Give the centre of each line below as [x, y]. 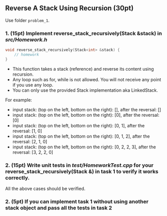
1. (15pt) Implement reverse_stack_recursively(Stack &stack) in [83, 33]
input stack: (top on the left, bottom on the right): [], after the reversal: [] [87, 109]
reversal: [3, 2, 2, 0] [33, 152]
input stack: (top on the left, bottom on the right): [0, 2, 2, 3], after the [84, 147]
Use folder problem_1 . [27, 20]
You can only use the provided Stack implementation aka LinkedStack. [85, 90]
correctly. [18, 177]
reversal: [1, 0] [27, 131]
